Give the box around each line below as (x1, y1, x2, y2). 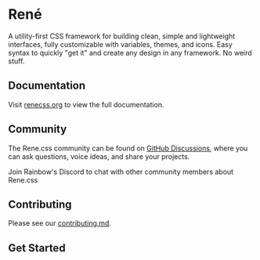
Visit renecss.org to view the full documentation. (8, 99, 164, 109)
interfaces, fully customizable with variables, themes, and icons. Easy (8, 39, 233, 49)
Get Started (8, 241, 66, 255)
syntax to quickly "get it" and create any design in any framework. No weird (8, 48, 252, 57)
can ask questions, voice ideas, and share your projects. (8, 151, 190, 161)
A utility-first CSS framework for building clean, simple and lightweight (8, 31, 236, 41)
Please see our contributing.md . (8, 218, 112, 228)
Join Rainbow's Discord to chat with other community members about (8, 167, 233, 176)
